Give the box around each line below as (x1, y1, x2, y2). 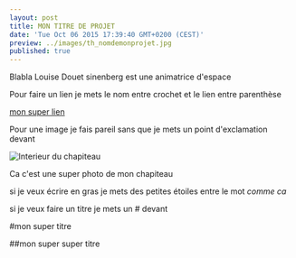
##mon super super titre (9, 238, 100, 249)
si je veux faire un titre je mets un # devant (9, 204, 168, 215)
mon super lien (9, 106, 65, 117)
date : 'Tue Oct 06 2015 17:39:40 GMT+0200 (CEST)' (9, 30, 205, 39)
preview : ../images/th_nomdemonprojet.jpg (9, 38, 172, 48)
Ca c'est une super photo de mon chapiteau (9, 169, 174, 180)
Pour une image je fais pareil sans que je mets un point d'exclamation (9, 124, 268, 135)
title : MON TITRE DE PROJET (9, 22, 116, 31)
